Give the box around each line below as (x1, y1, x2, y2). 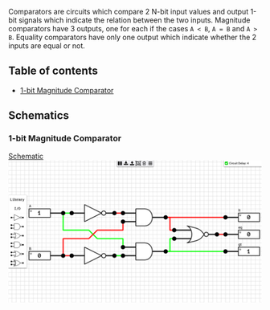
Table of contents (8, 64, 98, 78)
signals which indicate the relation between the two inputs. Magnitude (18, 15, 251, 25)
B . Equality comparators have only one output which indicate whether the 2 (8, 32, 257, 42)
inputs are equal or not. (8, 41, 86, 51)
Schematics (8, 108, 70, 123)
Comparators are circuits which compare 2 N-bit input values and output (8, 7, 249, 16)
